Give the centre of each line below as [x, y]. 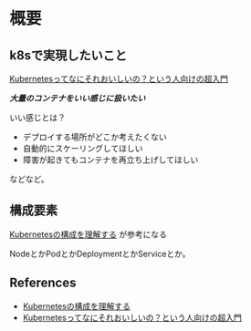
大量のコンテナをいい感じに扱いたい [78, 98]
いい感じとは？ [37, 118]
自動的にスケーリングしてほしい [83, 148]
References [43, 283]
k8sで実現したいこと [68, 55]
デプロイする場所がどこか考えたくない [94, 137]
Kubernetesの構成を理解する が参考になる [88, 234]
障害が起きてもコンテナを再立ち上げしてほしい [110, 160]
